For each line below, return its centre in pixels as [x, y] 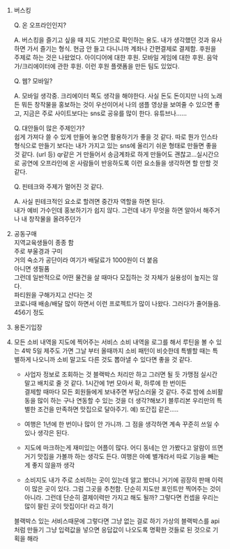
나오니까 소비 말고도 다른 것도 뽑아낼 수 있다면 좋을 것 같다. [112, 359]
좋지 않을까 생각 [53, 465]
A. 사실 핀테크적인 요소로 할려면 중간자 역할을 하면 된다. [89, 202]
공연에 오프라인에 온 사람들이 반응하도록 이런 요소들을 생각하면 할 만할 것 [120, 163]
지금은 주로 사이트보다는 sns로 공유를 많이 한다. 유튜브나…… [105, 113]
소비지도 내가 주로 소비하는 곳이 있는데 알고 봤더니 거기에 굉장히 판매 [117, 480]
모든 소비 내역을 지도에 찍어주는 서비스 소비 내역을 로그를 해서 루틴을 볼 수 [114, 342]
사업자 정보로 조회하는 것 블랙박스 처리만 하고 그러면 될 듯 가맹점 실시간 [121, 374]
